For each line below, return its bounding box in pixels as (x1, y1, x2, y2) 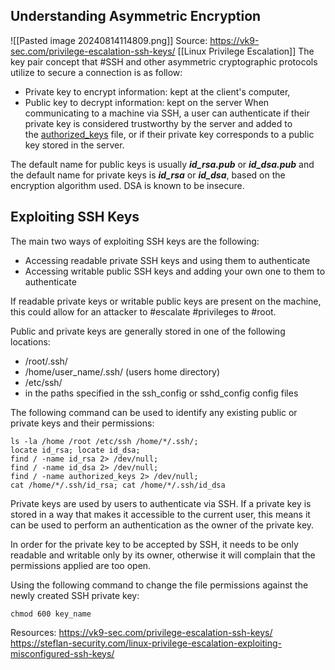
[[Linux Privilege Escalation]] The (177, 45, 315, 57)
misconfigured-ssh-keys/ (10, 647, 115, 659)
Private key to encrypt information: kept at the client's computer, (24, 85, 291, 98)
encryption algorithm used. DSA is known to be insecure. (10, 179, 245, 191)
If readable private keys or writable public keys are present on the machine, (10, 295, 322, 307)
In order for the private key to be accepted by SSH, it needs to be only (10, 538, 299, 550)
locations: (10, 335, 51, 348)
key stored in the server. (24, 139, 125, 151)
